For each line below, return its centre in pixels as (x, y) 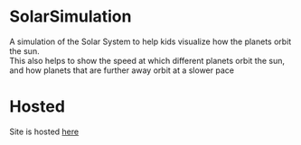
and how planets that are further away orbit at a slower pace (122, 70)
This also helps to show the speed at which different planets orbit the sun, (147, 60)
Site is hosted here (44, 131)
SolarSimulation (71, 17)
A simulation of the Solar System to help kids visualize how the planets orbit (150, 41)
